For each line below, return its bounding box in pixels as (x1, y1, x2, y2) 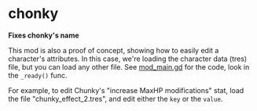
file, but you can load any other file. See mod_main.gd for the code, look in (8, 62, 250, 71)
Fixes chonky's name (8, 30, 80, 40)
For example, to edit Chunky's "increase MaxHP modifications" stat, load (8, 85, 244, 95)
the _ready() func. (8, 70, 68, 80)
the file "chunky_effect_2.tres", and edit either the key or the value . (8, 94, 223, 103)
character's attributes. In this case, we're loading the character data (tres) (8, 54, 248, 63)
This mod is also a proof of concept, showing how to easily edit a (8, 45, 219, 55)
